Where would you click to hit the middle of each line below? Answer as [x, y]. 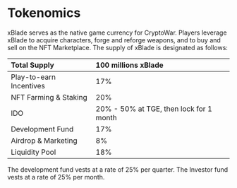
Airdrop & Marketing [44, 141]
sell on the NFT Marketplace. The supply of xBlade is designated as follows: [117, 47]
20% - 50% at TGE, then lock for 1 [154, 109]
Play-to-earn [34, 77]
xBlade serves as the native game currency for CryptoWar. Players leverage [117, 33]
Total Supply [32, 65]
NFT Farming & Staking [49, 97]
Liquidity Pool [34, 152]
